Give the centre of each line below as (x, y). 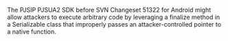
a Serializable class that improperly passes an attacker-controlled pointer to (114, 24)
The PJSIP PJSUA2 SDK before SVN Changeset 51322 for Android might (109, 10)
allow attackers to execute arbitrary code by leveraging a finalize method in (114, 17)
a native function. (32, 31)
